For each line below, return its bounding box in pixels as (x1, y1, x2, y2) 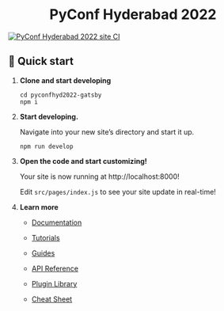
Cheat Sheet (31, 294, 73, 304)
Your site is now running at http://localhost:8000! (19, 172, 180, 181)
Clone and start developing (19, 75, 112, 85)
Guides (31, 248, 55, 258)
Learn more (19, 202, 59, 211)
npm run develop (19, 142, 74, 150)
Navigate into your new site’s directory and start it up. (19, 127, 195, 136)
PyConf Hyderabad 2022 (49, 6, 217, 24)
